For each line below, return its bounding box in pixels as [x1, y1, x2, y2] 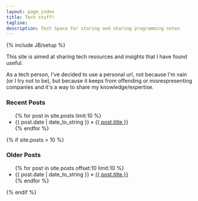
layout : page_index [6, 8, 55, 15]
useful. [6, 59, 23, 67]
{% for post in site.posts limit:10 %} [14, 112, 102, 119]
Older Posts [6, 151, 41, 159]
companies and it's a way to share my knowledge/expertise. [6, 84, 154, 91]
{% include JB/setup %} [6, 42, 66, 49]
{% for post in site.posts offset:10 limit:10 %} [14, 164, 124, 171]
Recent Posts [6, 99, 46, 107]
